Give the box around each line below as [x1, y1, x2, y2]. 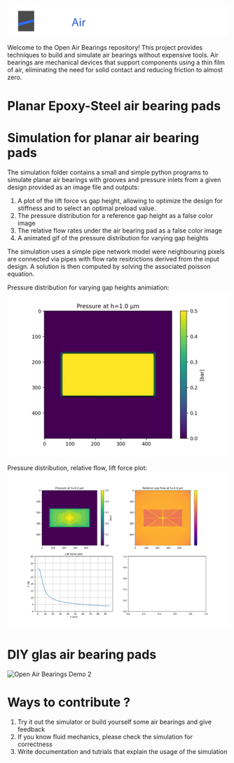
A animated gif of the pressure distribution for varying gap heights [17, 233, 209, 242]
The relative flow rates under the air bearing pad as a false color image [17, 226, 223, 235]
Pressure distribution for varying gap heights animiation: [7, 283, 170, 291]
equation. [7, 269, 35, 278]
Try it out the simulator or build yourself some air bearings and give [17, 717, 212, 727]
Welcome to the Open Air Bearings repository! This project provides [7, 43, 203, 52]
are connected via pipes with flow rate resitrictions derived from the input [7, 254, 219, 263]
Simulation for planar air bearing [7, 130, 200, 146]
